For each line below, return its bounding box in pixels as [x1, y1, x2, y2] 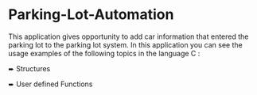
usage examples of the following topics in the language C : [8, 48, 201, 58]
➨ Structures [8, 63, 51, 73]
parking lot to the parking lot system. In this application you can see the [8, 40, 243, 49]
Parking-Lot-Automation [8, 6, 174, 24]
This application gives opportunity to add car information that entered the [8, 32, 249, 41]
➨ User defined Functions [8, 79, 93, 89]
